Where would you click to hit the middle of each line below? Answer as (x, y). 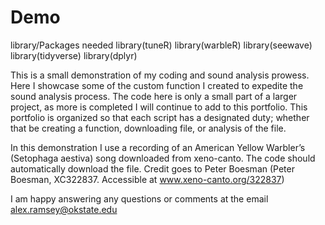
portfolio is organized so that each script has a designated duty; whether (160, 117)
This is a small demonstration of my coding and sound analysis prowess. (160, 75)
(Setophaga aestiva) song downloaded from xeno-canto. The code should (163, 158)
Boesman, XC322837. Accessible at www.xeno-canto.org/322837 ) (147, 179)
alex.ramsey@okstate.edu (64, 209)
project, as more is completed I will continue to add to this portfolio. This (159, 107)
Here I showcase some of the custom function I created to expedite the (157, 85)
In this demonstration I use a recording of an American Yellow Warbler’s (158, 147)
